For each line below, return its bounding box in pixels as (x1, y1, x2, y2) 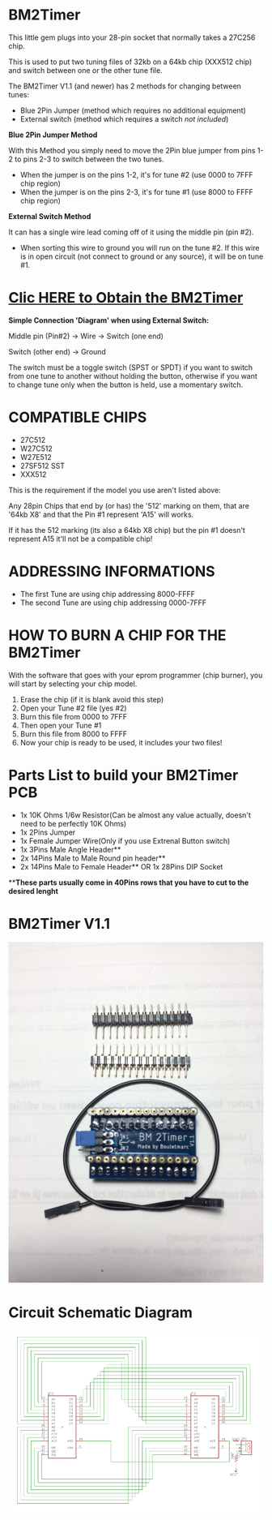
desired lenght (8, 886, 59, 895)
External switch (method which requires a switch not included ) (19, 114, 229, 123)
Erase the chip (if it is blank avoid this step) (19, 694, 164, 704)
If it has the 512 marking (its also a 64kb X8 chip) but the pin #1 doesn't (8, 525, 245, 535)
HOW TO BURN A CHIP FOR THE (8, 626, 227, 644)
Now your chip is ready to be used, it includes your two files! (19, 737, 223, 747)
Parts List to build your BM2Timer (8, 766, 239, 784)
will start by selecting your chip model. (8, 679, 138, 689)
